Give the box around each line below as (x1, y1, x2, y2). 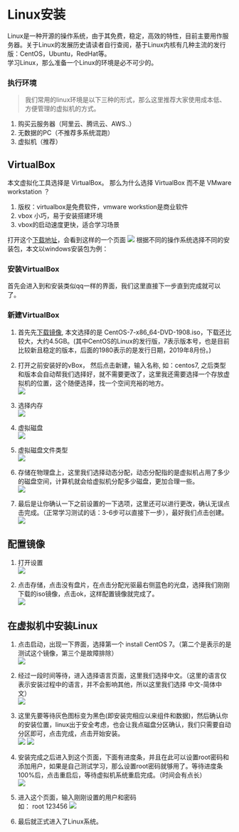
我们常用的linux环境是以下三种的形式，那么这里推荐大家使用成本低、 (24, 96, 226, 104)
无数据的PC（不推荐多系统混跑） (17, 129, 114, 137)
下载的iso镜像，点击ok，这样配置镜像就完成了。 (17, 590, 159, 598)
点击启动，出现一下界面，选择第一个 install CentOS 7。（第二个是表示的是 (17, 640, 232, 648)
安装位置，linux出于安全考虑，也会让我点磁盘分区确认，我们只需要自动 (23, 721, 231, 729)
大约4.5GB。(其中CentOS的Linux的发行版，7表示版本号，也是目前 (36, 336, 230, 345)
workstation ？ (7, 187, 51, 196)
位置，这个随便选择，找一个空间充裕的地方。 (36, 379, 168, 387)
